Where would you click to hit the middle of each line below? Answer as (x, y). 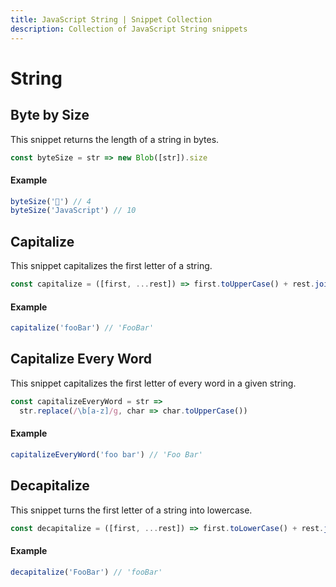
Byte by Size (50, 115)
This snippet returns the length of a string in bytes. (115, 139)
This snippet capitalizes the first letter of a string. (111, 266)
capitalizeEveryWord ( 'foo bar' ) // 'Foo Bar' (106, 454)
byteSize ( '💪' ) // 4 (51, 201)
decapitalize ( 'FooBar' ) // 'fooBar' (86, 572)
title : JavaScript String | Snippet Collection (111, 19)
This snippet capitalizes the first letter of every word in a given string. (153, 383)
